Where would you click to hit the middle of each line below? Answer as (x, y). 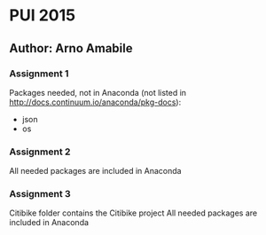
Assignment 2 (40, 152)
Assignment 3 (40, 194)
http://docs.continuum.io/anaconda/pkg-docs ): (95, 102)
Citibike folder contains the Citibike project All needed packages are (133, 213)
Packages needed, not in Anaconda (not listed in (98, 92)
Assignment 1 (39, 74)
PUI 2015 (43, 16)
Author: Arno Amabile (71, 48)
